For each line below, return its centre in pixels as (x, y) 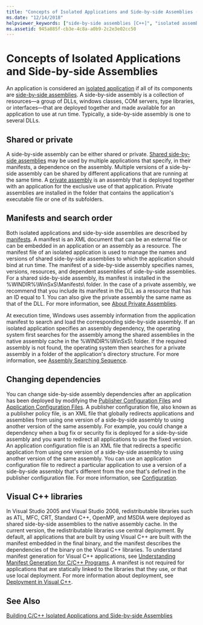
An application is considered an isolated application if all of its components (99, 88)
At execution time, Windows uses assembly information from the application (101, 315)
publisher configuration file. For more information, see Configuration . (92, 478)
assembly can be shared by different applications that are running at (103, 174)
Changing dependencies (53, 379)
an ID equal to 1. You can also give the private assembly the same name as (99, 297)
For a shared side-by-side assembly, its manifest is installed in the (89, 278)
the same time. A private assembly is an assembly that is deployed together (100, 180)
